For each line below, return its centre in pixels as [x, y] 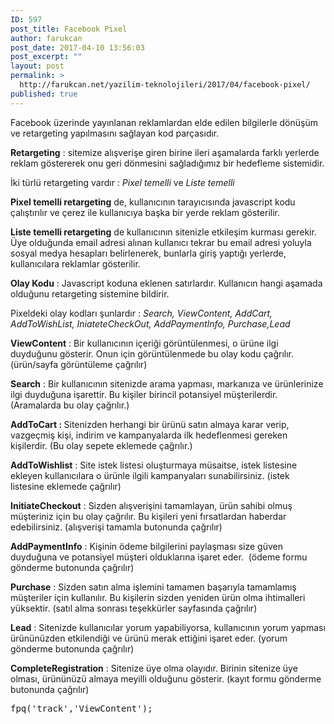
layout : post [37, 66]
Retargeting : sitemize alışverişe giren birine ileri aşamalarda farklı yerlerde [165, 152]
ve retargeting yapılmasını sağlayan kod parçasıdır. [115, 133]
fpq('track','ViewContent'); [81, 708]
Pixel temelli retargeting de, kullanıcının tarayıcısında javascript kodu [153, 202]
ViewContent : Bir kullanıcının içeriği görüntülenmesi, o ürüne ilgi [144, 343]
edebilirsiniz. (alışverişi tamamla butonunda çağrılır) [116, 527]
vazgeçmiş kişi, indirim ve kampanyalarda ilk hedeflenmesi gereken [149, 435]
